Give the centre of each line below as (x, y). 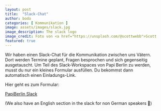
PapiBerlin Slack (21, 94)
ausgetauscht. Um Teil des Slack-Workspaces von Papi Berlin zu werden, (78, 65)
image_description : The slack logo (41, 32)
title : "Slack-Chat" (27, 14)
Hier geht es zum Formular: (32, 84)
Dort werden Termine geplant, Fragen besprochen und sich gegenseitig (76, 60)
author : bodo (18, 18)
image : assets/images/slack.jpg (37, 28)
